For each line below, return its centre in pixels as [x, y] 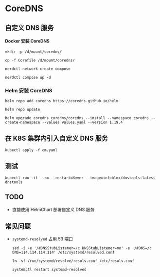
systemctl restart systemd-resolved [49, 270]
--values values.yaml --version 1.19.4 [82, 123]
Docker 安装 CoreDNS [27, 41]
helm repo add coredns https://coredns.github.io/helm [62, 101]
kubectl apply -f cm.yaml [31, 150]
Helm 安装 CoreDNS [29, 90]
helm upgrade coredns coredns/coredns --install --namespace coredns [77, 118]
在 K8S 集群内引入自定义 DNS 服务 [57, 138]
